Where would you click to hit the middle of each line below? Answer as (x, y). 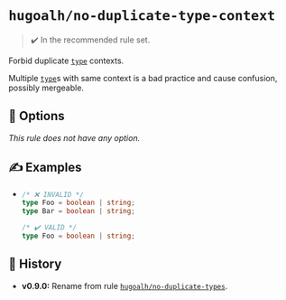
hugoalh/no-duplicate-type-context (142, 16)
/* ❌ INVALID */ (53, 194)
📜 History (35, 264)
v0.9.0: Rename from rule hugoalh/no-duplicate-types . (125, 286)
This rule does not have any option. (74, 137)
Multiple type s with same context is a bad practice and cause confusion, (143, 78)
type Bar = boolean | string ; (78, 211)
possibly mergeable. (46, 88)
